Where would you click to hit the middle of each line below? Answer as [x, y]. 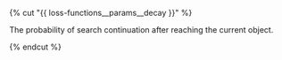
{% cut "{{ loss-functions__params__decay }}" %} [101, 13]
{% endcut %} [36, 47]
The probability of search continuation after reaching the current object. [141, 30]
